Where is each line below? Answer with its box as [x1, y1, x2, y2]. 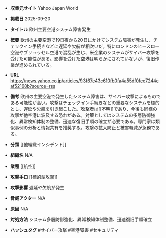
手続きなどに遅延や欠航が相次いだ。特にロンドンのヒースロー [32, 43, 160, 49]
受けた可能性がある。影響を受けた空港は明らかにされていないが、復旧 [10, 56, 155, 62]
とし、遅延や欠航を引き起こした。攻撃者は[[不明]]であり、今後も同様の [10, 106, 157, 112]
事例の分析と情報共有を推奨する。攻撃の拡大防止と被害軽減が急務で [14, 125, 156, 130]
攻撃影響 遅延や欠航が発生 [10, 185, 64, 190]
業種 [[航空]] [10, 163, 36, 169]
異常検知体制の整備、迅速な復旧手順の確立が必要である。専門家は [19, 118, 156, 124]
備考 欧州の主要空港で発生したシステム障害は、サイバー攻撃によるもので [10, 93, 161, 99]
